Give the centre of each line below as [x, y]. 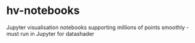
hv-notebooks [43, 11]
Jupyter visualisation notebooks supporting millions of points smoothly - [97, 27]
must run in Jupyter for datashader [51, 33]
